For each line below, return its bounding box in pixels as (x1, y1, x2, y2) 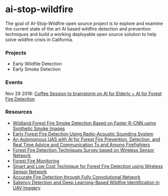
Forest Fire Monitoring (12, 157, 60, 164)
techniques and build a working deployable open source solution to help (5, 31, 157, 37)
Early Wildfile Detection (12, 61, 62, 67)
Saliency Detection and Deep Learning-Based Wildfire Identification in (12, 179, 160, 185)
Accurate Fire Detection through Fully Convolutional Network (12, 174, 141, 180)
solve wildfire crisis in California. (5, 37, 74, 43)
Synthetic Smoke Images (12, 125, 65, 132)
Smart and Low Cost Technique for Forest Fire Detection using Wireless (12, 163, 163, 169)
